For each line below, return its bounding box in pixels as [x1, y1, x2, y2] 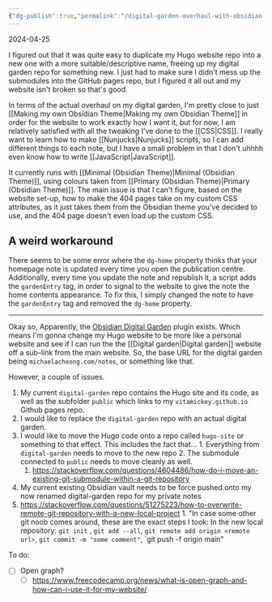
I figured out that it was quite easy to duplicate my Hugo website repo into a [8, 49, 261, 59]
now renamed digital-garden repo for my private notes [19, 492, 202, 501]
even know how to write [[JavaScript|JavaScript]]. [8, 152, 176, 161]
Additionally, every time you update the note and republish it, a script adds [8, 273, 257, 282]
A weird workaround [8, 234, 113, 248]
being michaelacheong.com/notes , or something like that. [8, 356, 195, 366]
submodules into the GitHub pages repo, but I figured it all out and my [8, 75, 241, 85]
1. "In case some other [181, 509, 257, 518]
